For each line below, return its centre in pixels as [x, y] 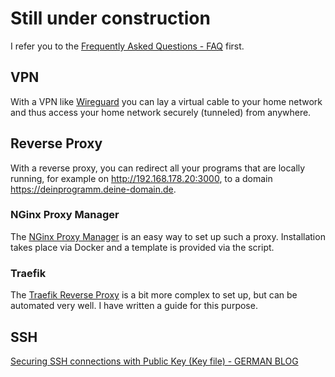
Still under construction [110, 18]
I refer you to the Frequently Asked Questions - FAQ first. [127, 46]
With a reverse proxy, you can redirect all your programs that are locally [158, 168]
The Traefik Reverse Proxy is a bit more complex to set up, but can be [154, 295]
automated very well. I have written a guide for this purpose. [134, 306]
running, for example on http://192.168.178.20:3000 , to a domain [141, 178]
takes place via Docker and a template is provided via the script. [142, 247]
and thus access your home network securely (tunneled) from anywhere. [161, 112]
